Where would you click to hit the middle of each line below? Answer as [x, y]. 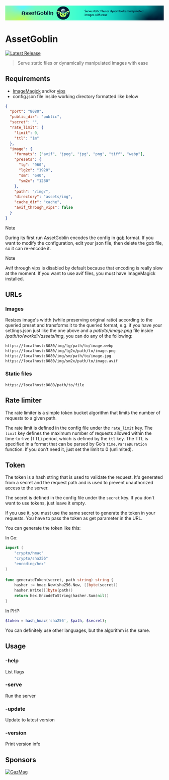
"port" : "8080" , [27, 112]
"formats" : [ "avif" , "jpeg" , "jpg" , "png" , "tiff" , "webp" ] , [80, 154]
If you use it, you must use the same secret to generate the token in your [80, 513]
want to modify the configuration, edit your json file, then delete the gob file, [84, 243]
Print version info [23, 744]
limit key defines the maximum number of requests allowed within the [78, 433]
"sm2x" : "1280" [34, 181]
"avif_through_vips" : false [44, 208]
